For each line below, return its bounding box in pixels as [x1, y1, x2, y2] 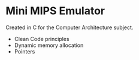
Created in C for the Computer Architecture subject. [5, 24, 134, 31]
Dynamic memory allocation [14, 42, 84, 49]
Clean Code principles [14, 35, 69, 42]
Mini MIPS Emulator [5, 4, 105, 18]
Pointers [14, 48, 35, 55]
